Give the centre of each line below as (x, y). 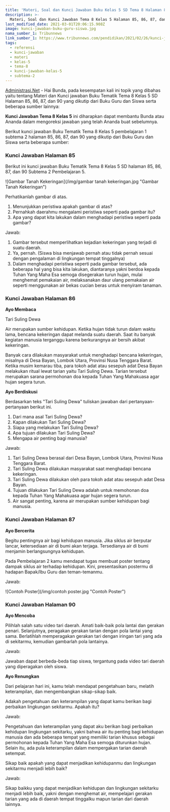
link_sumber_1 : (21, 38)
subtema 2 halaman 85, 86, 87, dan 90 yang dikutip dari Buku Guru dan (79, 137)
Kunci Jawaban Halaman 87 (40, 520)
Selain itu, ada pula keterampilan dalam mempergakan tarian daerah (76, 748)
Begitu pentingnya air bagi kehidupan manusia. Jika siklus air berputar (78, 540)
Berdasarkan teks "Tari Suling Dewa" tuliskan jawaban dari (67, 402)
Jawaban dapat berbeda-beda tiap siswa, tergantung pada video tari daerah (85, 661)
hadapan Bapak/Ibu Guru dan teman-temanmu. (54, 572)
